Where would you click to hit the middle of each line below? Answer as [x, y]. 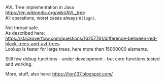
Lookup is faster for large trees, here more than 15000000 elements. [77, 49]
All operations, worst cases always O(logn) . [51, 18]
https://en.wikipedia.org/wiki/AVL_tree [45, 13]
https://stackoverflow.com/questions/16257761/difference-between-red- [81, 38]
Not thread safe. [22, 28]
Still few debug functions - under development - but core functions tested [82, 59]
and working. [19, 64]
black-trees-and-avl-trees [32, 44]
